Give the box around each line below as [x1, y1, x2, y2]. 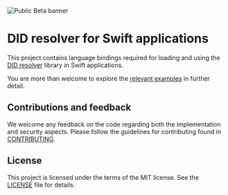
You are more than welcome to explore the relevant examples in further [7, 74, 210, 82]
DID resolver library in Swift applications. [7, 61, 123, 69]
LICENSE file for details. [7, 180, 76, 189]
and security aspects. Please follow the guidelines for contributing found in [7, 127, 222, 136]
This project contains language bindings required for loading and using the [7, 53, 220, 62]
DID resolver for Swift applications [7, 31, 209, 46]
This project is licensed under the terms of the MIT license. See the [7, 173, 200, 181]
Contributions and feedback [7, 102, 132, 113]
